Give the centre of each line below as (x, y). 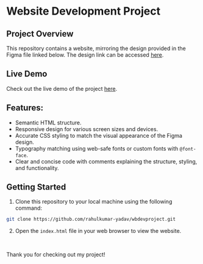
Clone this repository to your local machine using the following (94, 202)
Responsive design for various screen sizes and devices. (87, 129)
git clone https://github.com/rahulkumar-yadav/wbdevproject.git (91, 219)
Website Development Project (83, 11)
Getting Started (36, 187)
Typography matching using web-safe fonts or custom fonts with (97, 148)
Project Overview (40, 34)
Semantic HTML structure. (48, 123)
